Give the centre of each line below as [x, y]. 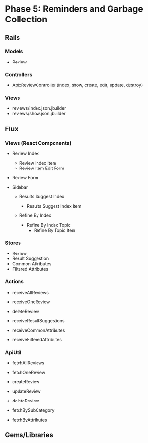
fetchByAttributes [29, 420]
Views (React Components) [38, 143]
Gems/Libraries [29, 435]
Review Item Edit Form [42, 168]
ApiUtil [13, 352]
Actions [15, 282]
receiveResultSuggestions [38, 320]
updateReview [27, 391]
